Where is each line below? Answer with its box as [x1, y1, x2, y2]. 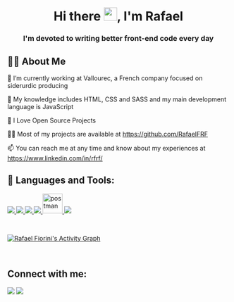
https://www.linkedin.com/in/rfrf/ [7, 153, 104, 162]
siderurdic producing [7, 81, 68, 89]
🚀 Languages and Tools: [7, 175, 115, 187]
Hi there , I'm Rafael [54, 8, 183, 25]
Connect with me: [7, 268, 87, 280]
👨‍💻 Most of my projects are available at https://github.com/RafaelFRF [7, 130, 209, 138]
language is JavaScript [7, 102, 74, 111]
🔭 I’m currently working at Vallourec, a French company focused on [7, 74, 203, 82]
